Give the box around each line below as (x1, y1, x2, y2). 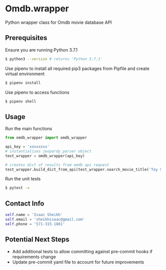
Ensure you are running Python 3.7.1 (5, 47, 78, 53)
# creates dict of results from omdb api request (5, 162, 110, 167)
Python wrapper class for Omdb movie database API (5, 19, 112, 25)
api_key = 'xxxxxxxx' (5, 144, 50, 149)
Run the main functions (5, 126, 52, 132)
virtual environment (5, 70, 45, 77)
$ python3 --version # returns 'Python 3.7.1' (5, 56, 103, 61)
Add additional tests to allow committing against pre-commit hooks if (12, 248, 153, 254)
